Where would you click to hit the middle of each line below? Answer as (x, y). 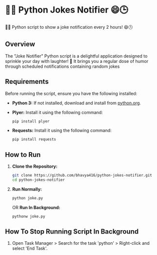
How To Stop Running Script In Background (72, 232)
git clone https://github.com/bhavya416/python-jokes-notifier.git (82, 176)
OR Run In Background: (36, 207)
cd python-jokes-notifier (38, 180)
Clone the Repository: (35, 166)
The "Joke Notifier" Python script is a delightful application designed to (76, 56)
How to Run (23, 155)
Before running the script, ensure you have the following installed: (71, 93)
